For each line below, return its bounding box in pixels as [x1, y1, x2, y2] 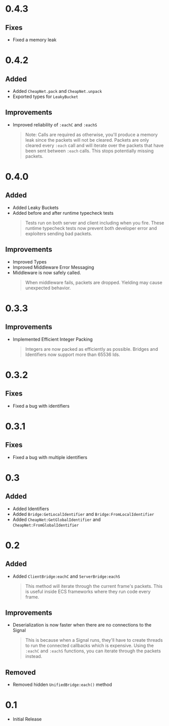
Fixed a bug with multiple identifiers [12, 454, 88, 460]
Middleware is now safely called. [12, 270, 81, 276]
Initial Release [12, 716, 42, 722]
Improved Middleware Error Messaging [12, 264, 94, 270]
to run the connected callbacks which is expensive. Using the [25, 643, 154, 649]
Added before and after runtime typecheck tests [12, 210, 114, 216]
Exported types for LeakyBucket [12, 93, 79, 100]
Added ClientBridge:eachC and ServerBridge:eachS [12, 573, 120, 579]
